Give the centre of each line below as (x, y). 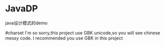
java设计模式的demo (26, 23)
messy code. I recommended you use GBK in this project (64, 38)
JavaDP (22, 9)
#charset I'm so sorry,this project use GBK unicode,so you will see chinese (83, 33)
